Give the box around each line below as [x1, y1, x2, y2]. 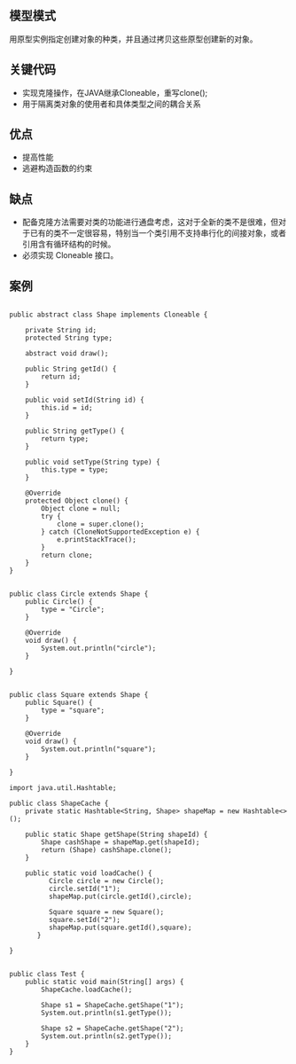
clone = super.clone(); [56, 520, 144, 529]
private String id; [25, 326, 97, 335]
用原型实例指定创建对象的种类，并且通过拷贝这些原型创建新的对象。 [9, 34, 258, 44]
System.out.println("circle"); [41, 644, 157, 653]
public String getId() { [25, 364, 117, 374]
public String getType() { [25, 426, 125, 436]
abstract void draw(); [25, 349, 109, 358]
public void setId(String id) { [25, 395, 144, 405]
